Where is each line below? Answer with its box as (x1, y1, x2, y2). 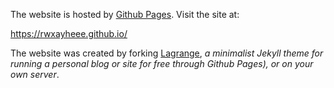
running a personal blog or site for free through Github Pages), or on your (10, 58, 314, 69)
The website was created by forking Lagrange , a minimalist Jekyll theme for (10, 47, 324, 59)
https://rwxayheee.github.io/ (10, 28, 128, 39)
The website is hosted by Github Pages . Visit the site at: (10, 9, 240, 20)
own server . (10, 69, 60, 80)
